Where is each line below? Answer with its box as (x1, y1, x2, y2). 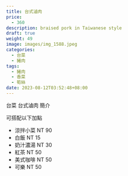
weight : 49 (6, 36, 33, 42)
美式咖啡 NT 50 (14, 156, 52, 163)
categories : (6, 47, 35, 53)
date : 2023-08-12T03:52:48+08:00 (6, 85, 88, 91)
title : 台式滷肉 (6, 8, 42, 15)
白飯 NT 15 (14, 134, 41, 141)
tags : (6, 63, 19, 69)
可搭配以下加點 (6, 114, 42, 121)
